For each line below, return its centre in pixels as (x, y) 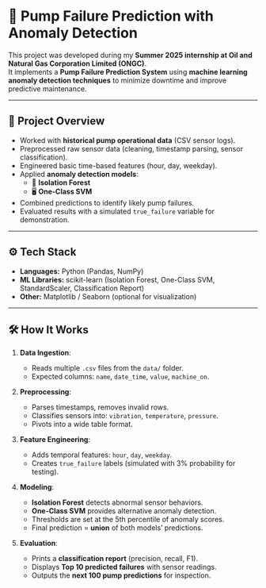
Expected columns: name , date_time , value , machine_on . (120, 377)
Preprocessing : (45, 392)
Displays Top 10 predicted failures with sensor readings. (124, 567)
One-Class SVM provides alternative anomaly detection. (124, 511)
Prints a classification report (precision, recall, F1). (115, 559)
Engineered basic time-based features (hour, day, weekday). (118, 165)
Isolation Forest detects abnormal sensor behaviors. (117, 502)
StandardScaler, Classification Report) (82, 288)
